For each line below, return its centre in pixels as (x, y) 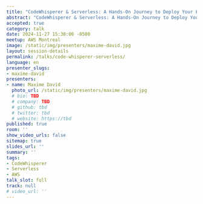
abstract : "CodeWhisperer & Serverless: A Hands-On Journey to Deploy (97, 18)
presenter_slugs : (28, 68)
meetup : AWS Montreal (34, 40)
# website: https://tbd (41, 118)
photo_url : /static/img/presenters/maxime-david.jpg (79, 91)
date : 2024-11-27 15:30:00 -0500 (48, 34)
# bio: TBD (25, 96)
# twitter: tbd (31, 113)
